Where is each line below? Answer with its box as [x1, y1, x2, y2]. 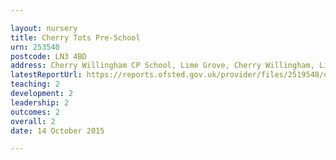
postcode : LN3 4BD [10, 51, 87, 61]
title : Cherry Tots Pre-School [10, 32, 141, 43]
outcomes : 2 [10, 107, 60, 117]
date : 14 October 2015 [10, 126, 105, 136]
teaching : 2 [10, 79, 60, 90]
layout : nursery [10, 23, 78, 33]
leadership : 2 [10, 97, 70, 108]
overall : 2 [10, 116, 56, 126]
